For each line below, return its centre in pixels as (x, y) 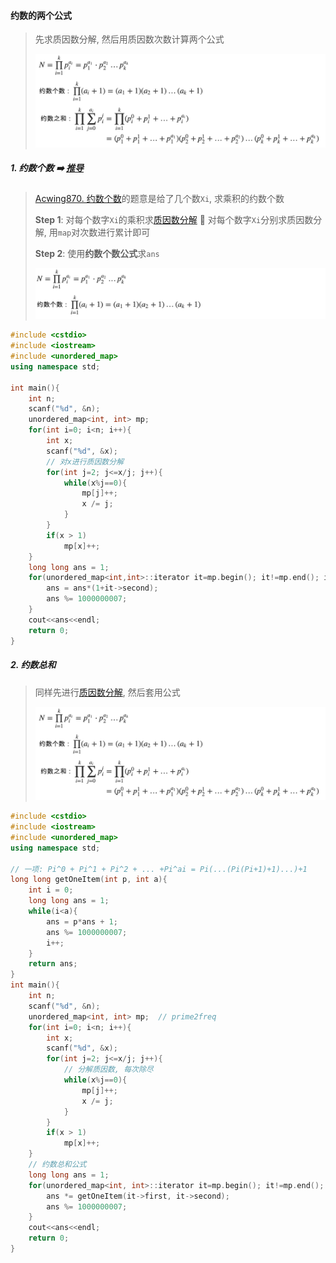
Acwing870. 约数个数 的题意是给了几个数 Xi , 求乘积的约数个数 (159, 198)
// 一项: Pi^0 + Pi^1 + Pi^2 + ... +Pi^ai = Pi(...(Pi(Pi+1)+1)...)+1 (159, 869)
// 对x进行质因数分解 (85, 461)
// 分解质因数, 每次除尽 (108, 1070)
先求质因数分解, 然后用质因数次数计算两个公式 (129, 39)
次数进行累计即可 (115, 232)
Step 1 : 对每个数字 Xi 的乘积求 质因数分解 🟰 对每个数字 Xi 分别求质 (165, 219)
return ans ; (53, 964)
